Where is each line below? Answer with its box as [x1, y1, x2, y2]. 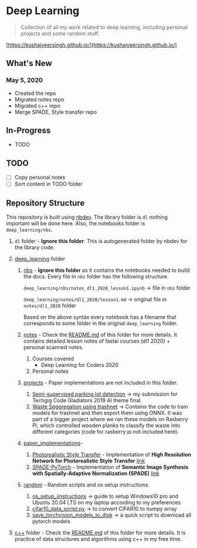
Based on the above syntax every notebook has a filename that [23, 314, 176, 321]
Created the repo [14, 90, 56, 97]
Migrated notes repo [14, 96, 65, 103]
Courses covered [32, 355, 75, 362]
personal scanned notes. [23, 344, 84, 351]
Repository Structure [6, 198, 85, 208]
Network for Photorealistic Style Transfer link [32, 457, 145, 464]
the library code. [14, 244, 55, 251]
